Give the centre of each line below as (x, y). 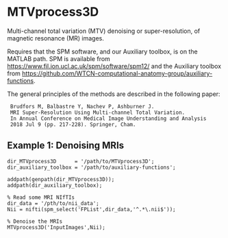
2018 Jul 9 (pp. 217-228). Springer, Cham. (73, 124)
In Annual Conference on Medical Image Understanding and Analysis (108, 118)
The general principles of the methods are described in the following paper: (114, 94)
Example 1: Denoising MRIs (66, 146)
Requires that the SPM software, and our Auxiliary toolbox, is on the (102, 51)
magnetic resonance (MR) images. (56, 38)
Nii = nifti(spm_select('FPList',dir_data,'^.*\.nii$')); (91, 209)
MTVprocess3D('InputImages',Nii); (56, 227)
